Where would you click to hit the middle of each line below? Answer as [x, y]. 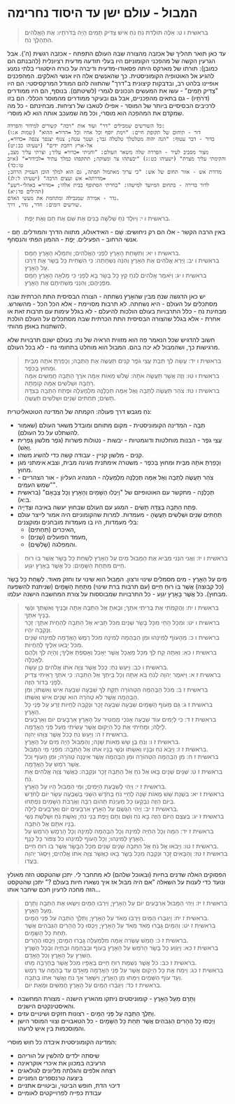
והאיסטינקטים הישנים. [46, 1006]
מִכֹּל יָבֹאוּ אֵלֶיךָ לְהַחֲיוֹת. [54, 645]
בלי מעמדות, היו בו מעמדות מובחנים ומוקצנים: [78, 522]
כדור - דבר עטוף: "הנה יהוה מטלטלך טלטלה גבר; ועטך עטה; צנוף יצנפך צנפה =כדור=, [111, 139]
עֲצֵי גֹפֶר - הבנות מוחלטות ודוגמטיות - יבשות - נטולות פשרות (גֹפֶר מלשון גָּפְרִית [120, 440]
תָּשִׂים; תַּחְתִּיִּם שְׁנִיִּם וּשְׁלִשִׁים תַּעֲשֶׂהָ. [70, 398]
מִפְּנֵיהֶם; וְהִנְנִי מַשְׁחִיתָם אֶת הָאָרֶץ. [68, 283]
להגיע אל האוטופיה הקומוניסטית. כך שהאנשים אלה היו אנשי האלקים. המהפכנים [111, 76]
